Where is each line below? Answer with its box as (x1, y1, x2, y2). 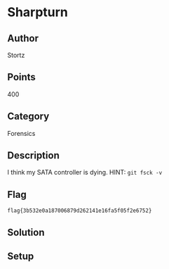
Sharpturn (7, 4, 69, 20)
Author (7, 32, 39, 44)
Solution (7, 226, 45, 238)
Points (7, 71, 36, 83)
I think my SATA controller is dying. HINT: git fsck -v (7, 168, 163, 177)
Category (7, 111, 50, 123)
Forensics (7, 129, 36, 137)
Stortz (7, 51, 25, 59)
